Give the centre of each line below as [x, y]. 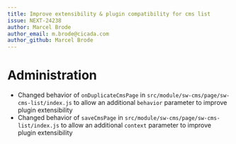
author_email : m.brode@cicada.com [58, 34]
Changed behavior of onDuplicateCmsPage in [82, 95]
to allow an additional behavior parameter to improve [150, 103]
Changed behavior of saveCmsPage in [71, 118]
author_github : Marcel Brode [50, 40]
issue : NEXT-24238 [34, 21]
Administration [52, 76]
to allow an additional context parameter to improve [136, 126]
